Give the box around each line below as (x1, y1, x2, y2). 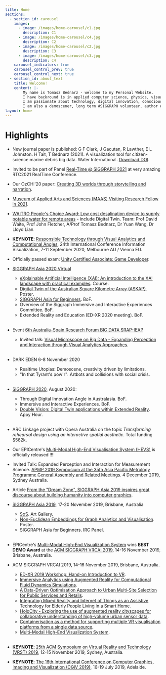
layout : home (5, 108, 32, 114)
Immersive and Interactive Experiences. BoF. (19, 401, 111, 407)
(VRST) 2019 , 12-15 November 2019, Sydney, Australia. (12, 649, 124, 655)
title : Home (5, 7, 30, 12)
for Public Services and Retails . (19, 592, 83, 598)
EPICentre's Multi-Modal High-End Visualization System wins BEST (12, 541, 149, 547)
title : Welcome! (14, 81, 48, 86)
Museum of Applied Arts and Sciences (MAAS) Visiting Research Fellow (12, 196, 159, 202)
